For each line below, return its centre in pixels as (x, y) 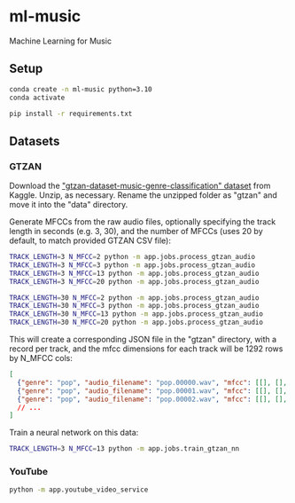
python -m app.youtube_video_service (79, 490)
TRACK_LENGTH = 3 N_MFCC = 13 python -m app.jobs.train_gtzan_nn (124, 449)
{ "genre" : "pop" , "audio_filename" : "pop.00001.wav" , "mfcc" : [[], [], (152, 391)
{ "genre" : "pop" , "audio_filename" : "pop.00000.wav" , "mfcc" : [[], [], (152, 382)
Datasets (35, 141)
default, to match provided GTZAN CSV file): (90, 240)
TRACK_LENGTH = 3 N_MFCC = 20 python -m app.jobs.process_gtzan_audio (134, 281)
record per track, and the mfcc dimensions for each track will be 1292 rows (146, 349)
